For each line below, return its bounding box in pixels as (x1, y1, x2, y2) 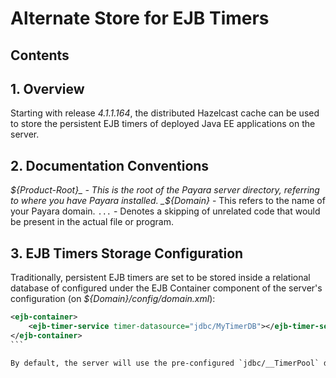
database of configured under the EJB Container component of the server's (10, 282, 323, 294)
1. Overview (10, 80, 85, 97)
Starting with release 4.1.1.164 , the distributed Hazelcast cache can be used (10, 107, 320, 119)
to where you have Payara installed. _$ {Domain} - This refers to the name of (10, 195, 326, 207)
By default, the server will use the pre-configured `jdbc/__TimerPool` (10, 358, 320, 368)
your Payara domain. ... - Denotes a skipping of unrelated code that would (10, 205, 321, 217)
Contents (10, 47, 70, 64)
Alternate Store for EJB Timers (10, 7, 270, 30)
